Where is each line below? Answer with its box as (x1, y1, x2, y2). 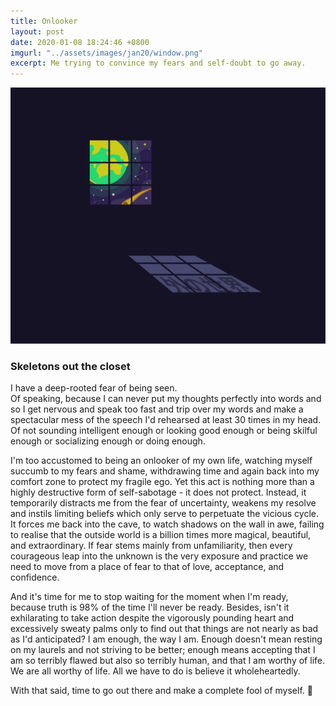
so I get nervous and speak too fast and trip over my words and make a (10, 403, 304, 415)
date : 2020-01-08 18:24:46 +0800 (10, 37, 150, 47)
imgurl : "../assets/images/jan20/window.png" (10, 48, 203, 58)
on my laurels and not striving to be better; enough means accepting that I (10, 644, 316, 656)
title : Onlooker (10, 16, 78, 26)
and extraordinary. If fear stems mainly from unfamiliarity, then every (10, 540, 293, 552)
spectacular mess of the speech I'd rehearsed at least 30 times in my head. (10, 414, 322, 426)
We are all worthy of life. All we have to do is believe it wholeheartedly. (10, 665, 301, 677)
